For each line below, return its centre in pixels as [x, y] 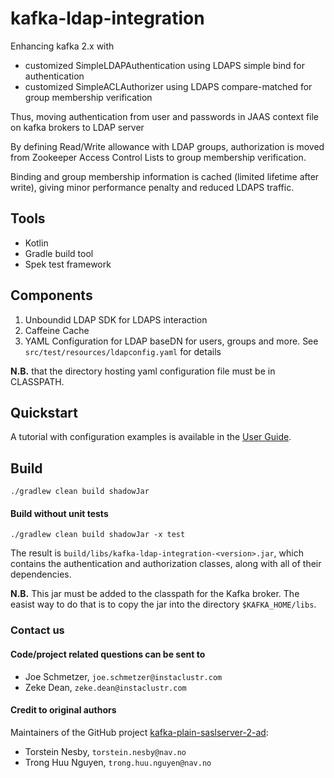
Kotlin [36, 243]
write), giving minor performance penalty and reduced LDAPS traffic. [152, 187]
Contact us [37, 630]
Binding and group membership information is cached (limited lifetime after [165, 176]
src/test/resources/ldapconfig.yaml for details [123, 351]
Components [51, 295]
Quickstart [44, 412]
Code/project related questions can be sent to [108, 654]
